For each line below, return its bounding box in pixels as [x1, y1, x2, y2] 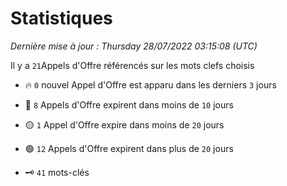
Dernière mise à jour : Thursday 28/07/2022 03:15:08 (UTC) [10, 40, 258, 52]
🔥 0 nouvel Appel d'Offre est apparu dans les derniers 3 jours [24, 78, 277, 91]
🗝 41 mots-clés [24, 166, 90, 178]
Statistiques [10, 7, 113, 30]
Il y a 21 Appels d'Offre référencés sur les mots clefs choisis [10, 59, 255, 71]
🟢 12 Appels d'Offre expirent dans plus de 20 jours [24, 142, 234, 154]
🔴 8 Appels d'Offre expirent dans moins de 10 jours [24, 98, 234, 111]
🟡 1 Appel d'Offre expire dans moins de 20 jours [24, 118, 225, 131]
